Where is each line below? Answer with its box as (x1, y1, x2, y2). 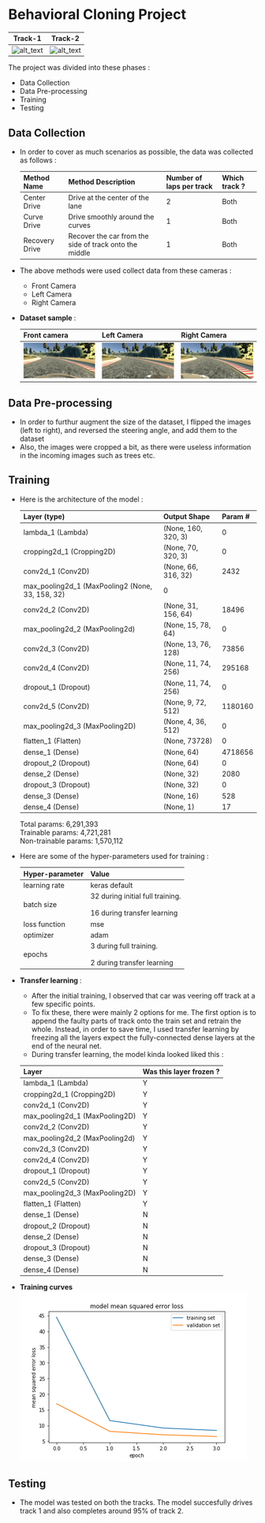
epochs (23, 950, 48, 959)
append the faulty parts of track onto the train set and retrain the (31, 1016, 242, 1025)
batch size (23, 900, 58, 909)
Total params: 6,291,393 (19, 819, 99, 829)
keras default (90, 881, 133, 890)
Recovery (23, 235, 54, 245)
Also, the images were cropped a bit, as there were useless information (19, 442, 252, 452)
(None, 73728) (162, 736, 213, 746)
